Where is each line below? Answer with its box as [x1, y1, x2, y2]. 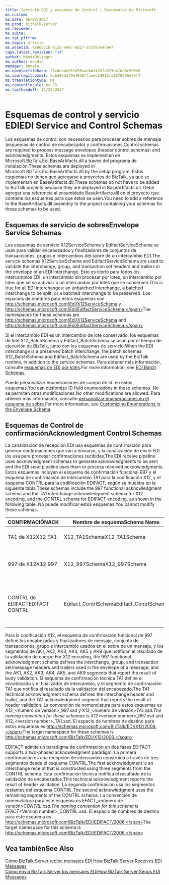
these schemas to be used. [5, 206, 61, 212]
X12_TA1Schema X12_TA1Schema [63, 534, 146, 541]
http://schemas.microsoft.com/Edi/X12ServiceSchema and [5, 317, 127, 323]
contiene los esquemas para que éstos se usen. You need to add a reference [5, 195, 163, 201]
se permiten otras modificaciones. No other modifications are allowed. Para [5, 390, 160, 396]
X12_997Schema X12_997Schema [63, 561, 147, 568]
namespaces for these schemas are [5, 311, 79, 318]
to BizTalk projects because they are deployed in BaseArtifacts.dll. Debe [5, 185, 154, 191]
